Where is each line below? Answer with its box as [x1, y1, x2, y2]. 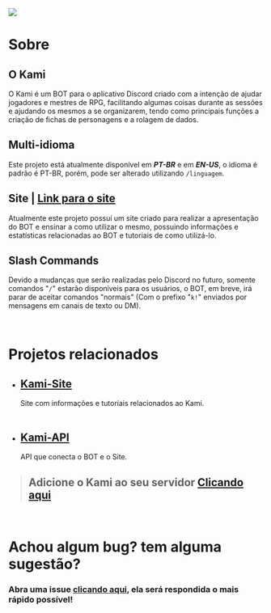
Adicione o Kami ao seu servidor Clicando [28, 476, 244, 489]
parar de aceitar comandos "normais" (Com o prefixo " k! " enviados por [8, 292, 248, 302]
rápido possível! [8, 594, 74, 606]
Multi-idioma [8, 138, 75, 152]
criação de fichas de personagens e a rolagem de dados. [8, 115, 199, 125]
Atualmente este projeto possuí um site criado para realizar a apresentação [8, 213, 259, 222]
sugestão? [8, 555, 81, 573]
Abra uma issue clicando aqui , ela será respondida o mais [8, 584, 239, 595]
